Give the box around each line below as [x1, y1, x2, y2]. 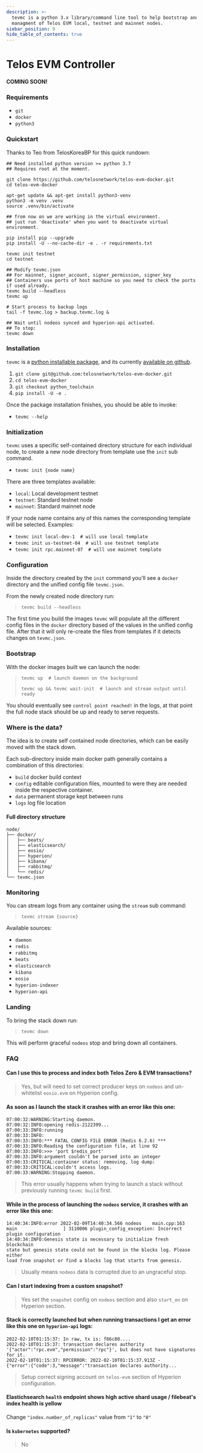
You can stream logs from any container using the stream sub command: [6, 902, 187, 909]
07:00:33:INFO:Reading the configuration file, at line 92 [6, 1143, 158, 1150]
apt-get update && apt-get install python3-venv [6, 192, 131, 198]
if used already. [6, 283, 50, 289]
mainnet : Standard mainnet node [14, 503, 95, 510]
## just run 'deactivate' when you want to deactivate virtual [6, 219, 169, 225]
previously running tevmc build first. [21, 1187, 112, 1194]
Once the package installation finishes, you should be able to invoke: [6, 401, 177, 408]
